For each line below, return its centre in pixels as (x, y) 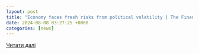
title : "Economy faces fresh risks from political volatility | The (92, 17)
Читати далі (21, 45)
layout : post (22, 12)
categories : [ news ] (30, 28)
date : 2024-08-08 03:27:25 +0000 (47, 23)
